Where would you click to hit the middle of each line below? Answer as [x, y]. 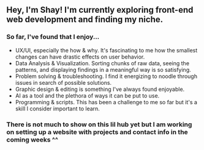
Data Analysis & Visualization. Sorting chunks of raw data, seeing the [102, 63]
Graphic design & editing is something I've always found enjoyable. [100, 89]
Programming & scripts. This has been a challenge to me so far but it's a [106, 102]
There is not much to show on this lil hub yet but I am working [99, 124]
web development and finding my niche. [85, 20]
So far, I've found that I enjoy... [53, 37]
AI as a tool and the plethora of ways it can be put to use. [87, 95]
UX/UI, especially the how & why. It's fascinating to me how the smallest [106, 50]
